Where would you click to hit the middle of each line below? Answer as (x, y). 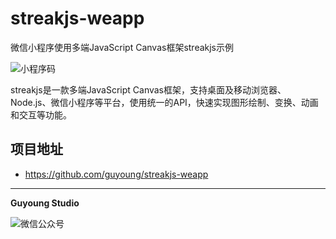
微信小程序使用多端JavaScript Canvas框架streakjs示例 (122, 47)
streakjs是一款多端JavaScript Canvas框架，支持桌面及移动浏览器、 (148, 89)
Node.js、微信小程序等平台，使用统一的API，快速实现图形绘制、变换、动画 (164, 102)
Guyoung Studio (45, 203)
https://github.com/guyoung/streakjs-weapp (116, 174)
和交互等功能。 (41, 114)
